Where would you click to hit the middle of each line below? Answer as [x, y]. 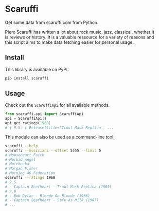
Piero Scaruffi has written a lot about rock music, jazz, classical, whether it [80, 32]
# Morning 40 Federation [30, 173]
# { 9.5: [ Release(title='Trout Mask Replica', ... [60, 128]
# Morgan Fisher [21, 169]
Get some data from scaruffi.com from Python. [52, 22]
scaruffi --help [21, 146]
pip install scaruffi [27, 78]
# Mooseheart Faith [25, 155]
